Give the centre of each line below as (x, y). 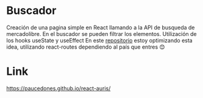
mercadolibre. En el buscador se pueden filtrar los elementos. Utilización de (101, 33)
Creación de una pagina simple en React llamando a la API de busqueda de (101, 27)
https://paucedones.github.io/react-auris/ (59, 88)
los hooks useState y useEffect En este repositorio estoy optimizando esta (100, 40)
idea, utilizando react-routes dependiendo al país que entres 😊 (86, 47)
